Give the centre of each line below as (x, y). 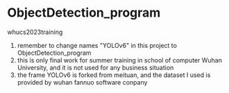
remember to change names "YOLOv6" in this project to (97, 45)
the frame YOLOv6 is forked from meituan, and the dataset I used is (114, 75)
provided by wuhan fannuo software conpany (82, 82)
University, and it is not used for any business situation (95, 67)
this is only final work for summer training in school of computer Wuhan (119, 60)
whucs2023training (35, 32)
